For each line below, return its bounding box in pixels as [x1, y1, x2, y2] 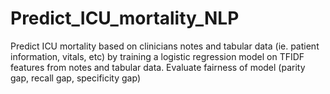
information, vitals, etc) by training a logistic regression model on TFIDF [10, 50, 305, 62]
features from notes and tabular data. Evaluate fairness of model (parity [10, 61, 306, 73]
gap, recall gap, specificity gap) [10, 72, 141, 84]
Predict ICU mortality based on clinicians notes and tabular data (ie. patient [10, 40, 320, 52]
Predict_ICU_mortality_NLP [10, 7, 240, 30]
